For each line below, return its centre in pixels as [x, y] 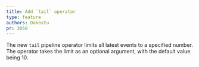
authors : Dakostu [28, 23]
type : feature [24, 17]
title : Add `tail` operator [41, 12]
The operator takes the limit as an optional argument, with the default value [98, 52]
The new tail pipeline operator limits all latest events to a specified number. [100, 45]
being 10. [17, 58]
